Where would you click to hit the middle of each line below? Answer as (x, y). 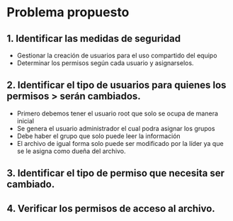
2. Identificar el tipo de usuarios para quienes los (116, 85)
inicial (25, 120)
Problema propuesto (68, 12)
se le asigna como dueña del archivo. (71, 151)
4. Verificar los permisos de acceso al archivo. (111, 209)
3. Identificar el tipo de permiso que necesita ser (115, 173)
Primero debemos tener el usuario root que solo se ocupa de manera (118, 113)
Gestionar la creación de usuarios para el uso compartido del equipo (117, 55)
